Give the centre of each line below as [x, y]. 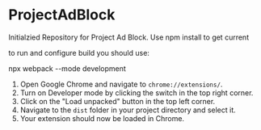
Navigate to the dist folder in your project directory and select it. [128, 110]
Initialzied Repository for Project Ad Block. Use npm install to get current [128, 37]
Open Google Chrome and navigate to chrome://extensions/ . [121, 84]
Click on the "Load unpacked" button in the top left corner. [118, 101]
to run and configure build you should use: [79, 52]
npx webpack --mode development [67, 68]
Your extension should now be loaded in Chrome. [102, 118]
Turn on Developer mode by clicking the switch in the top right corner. [137, 92]
